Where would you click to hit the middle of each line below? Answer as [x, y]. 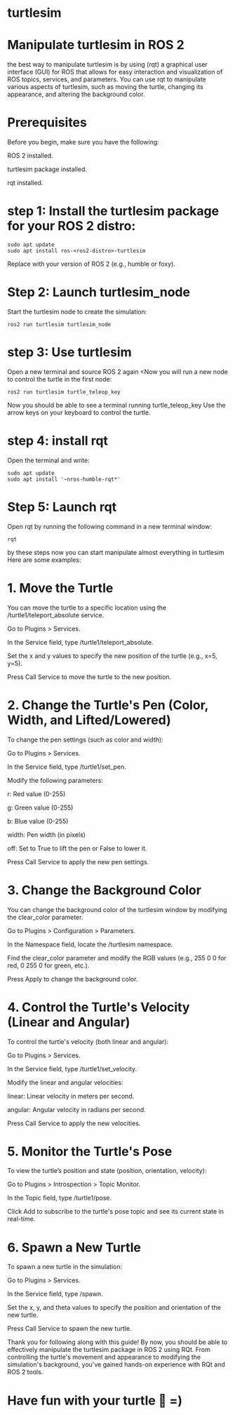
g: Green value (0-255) [40, 807]
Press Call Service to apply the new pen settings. [78, 861]
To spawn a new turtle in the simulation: [65, 1267]
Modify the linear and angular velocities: [65, 1082]
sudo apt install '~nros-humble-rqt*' [64, 479]
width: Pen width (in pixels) [47, 834]
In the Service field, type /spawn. [55, 1294]
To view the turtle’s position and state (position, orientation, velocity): [107, 1171]
